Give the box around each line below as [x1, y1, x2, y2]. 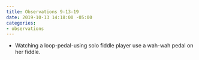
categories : [6, 20, 36, 26]
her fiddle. [14, 49, 41, 56]
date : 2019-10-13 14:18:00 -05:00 [6, 14, 93, 20]
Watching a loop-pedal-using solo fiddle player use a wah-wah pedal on [14, 42, 194, 49]
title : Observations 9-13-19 [6, 8, 79, 15]
